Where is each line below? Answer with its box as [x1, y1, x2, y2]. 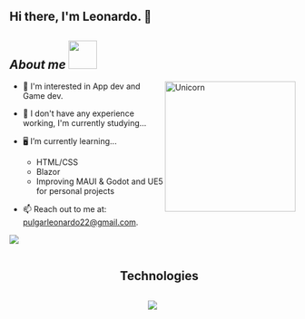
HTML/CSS [35, 157, 79, 168]
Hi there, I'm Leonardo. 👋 [9, 9, 152, 24]
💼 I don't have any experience [22, 108, 134, 119]
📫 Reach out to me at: [22, 204, 107, 215]
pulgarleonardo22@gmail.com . [22, 217, 139, 227]
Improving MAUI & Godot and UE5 [35, 176, 163, 187]
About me [9, 56, 66, 72]
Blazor [35, 167, 61, 178]
